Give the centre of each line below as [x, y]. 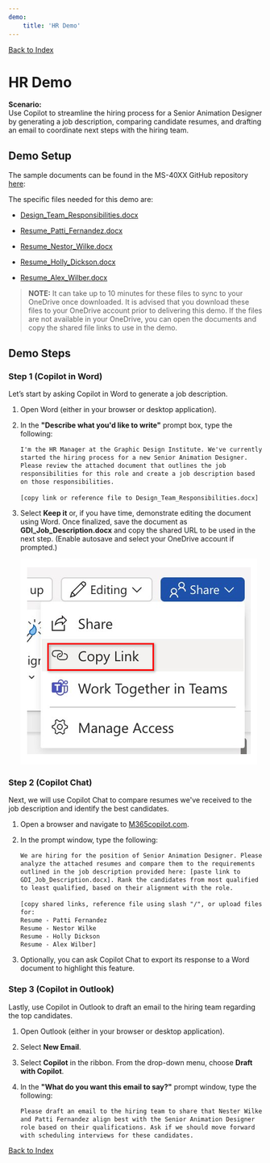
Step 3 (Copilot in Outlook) [61, 989]
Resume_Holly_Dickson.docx [68, 262]
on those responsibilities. [67, 482]
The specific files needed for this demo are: [81, 200]
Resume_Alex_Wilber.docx [64, 278]
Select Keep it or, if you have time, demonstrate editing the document [135, 512]
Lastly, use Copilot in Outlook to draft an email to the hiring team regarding [132, 1007]
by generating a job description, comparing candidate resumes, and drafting [135, 122]
